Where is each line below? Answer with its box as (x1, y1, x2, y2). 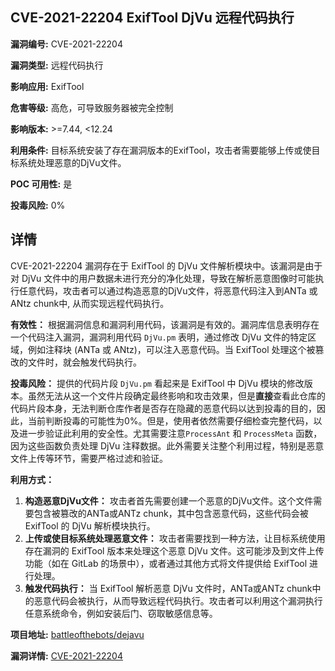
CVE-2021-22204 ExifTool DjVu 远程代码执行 (10, 9, 295, 27)
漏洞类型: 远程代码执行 (10, 59, 104, 71)
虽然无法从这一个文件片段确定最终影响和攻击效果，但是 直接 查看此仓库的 (27, 389, 326, 402)
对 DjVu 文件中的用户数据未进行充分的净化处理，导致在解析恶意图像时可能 (10, 272, 316, 284)
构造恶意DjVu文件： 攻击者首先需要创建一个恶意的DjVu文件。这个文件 (24, 494, 314, 507)
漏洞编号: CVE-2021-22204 (10, 38, 123, 50)
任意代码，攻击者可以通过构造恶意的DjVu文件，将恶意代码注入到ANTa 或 (18, 284, 318, 297)
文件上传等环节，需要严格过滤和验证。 (10, 452, 168, 464)
